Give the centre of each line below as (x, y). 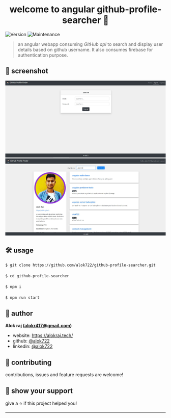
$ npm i (13, 286)
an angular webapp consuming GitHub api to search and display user (90, 44)
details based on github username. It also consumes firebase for (85, 49)
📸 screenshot (27, 71)
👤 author (19, 313)
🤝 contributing (28, 362)
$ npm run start (22, 297)
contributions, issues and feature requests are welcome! (64, 375)
